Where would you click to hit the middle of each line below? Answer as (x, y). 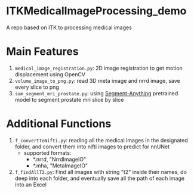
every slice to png (37, 87)
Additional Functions (59, 124)
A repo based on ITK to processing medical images (69, 27)
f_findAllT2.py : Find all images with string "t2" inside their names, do (101, 172)
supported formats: (47, 152)
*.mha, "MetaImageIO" (60, 166)
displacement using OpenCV (50, 74)
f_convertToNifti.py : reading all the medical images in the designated (101, 140)
